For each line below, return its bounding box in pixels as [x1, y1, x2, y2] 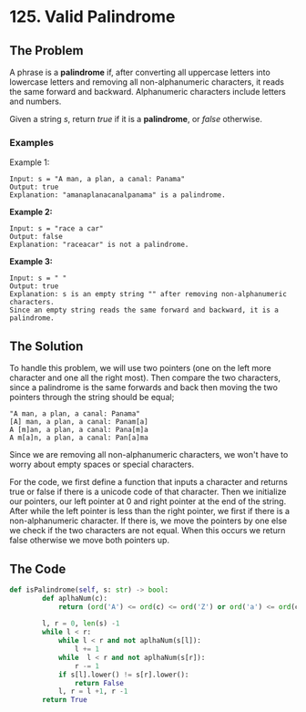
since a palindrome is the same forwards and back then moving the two [9, 382, 278, 393]
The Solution [9, 338, 84, 354]
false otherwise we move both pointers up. [9, 535, 170, 546]
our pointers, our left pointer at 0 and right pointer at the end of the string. [9, 496, 287, 507]
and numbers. [9, 96, 62, 107]
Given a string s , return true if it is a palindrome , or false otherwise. [9, 114, 262, 124]
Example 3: [9, 256, 53, 267]
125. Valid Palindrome [9, 6, 176, 27]
